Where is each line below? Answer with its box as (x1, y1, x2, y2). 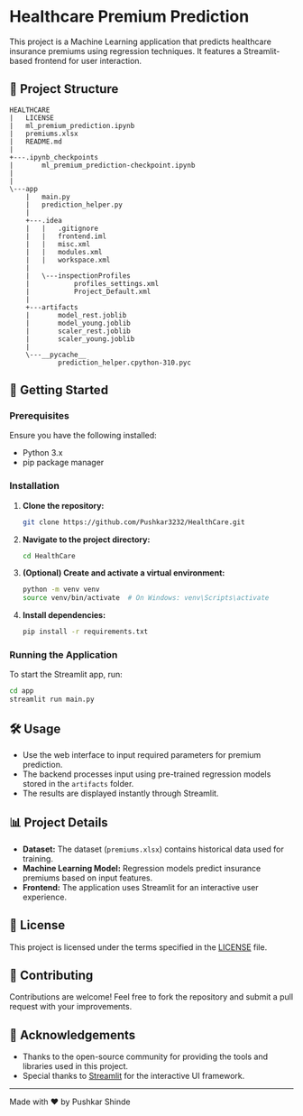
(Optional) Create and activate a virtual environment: (22, 567, 225, 578)
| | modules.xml (25, 247, 103, 256)
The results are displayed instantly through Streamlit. (22, 788, 219, 798)
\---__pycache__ (25, 350, 87, 359)
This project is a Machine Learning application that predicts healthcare (9, 36, 272, 47)
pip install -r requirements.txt (22, 627, 149, 637)
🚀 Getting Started (9, 383, 109, 398)
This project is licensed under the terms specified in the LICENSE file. (9, 941, 268, 953)
